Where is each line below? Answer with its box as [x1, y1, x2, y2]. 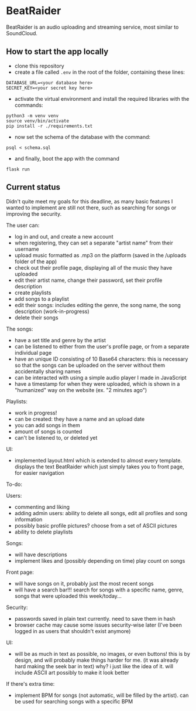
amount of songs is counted [14, 428, 82, 435]
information [14, 516, 43, 523]
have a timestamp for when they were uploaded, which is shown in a [14, 380, 180, 387]
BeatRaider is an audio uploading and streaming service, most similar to [6, 23, 179, 30]
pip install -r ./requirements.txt [6, 123, 93, 129]
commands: [14, 101, 43, 108]
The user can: [6, 222, 40, 229]
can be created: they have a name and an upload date [14, 415, 145, 423]
